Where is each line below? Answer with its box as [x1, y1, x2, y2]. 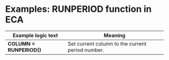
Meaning [104, 32, 126, 39]
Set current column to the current [67, 40, 147, 47]
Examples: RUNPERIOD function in [5, 3, 152, 15]
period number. [67, 46, 105, 53]
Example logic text [12, 32, 58, 39]
